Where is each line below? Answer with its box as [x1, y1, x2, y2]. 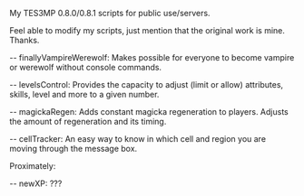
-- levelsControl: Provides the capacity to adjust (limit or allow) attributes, [9, 79, 284, 89]
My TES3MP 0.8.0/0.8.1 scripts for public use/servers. [9, 8, 211, 18]
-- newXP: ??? [9, 178, 63, 189]
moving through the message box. [9, 144, 138, 154]
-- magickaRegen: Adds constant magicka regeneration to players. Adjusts [9, 107, 289, 117]
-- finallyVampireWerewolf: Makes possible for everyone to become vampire [9, 52, 295, 62]
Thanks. [9, 35, 40, 45]
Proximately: [9, 161, 56, 171]
